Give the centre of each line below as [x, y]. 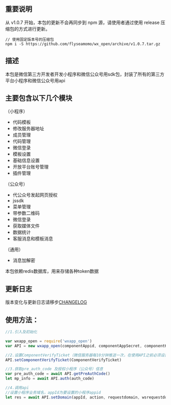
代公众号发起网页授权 [35, 195]
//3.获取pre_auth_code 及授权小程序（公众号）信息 [54, 369]
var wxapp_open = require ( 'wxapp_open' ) [49, 341]
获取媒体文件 [26, 226]
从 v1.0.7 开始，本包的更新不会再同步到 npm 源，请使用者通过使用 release [82, 22]
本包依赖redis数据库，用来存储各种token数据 [52, 271]
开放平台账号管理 [31, 167]
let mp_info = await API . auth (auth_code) [50, 379]
